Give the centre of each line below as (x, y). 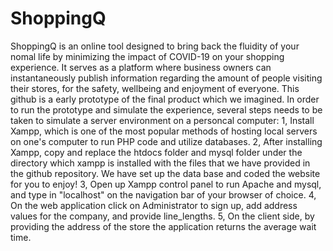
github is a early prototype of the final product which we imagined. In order (165, 99)
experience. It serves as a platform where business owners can (141, 67)
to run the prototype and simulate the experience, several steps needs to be (166, 109)
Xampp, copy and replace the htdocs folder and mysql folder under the (156, 152)
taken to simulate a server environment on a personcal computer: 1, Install (162, 120)
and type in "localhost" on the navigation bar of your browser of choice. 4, (163, 194)
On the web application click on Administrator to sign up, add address (154, 205)
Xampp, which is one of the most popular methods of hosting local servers (164, 131)
